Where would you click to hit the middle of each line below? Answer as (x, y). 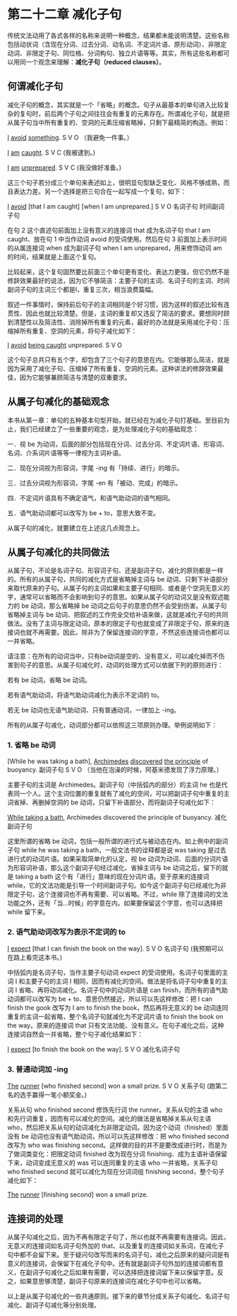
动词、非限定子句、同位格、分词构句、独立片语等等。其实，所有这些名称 (112, 53)
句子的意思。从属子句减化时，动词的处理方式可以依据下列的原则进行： (121, 665)
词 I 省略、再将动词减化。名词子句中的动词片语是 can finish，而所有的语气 (115, 989)
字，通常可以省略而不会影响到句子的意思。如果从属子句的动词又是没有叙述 (115, 597)
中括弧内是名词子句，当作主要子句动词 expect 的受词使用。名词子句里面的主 (118, 972)
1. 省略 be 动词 (32, 745)
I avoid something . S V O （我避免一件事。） (70, 137)
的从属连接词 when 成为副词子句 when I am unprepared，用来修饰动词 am (115, 247)
